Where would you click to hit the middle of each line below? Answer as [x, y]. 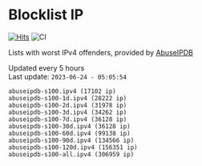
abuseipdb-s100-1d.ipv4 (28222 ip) [68, 98]
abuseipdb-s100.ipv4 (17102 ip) [62, 91]
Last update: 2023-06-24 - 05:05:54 [67, 76]
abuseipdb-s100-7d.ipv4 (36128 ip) [68, 119]
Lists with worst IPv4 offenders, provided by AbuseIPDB [101, 52]
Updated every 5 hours [46, 68]
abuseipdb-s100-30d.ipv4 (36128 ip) [69, 126]
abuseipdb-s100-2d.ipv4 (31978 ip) [68, 105]
